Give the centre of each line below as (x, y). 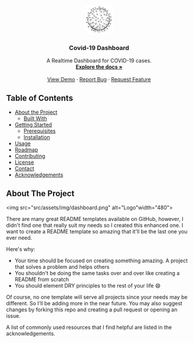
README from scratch (42, 279)
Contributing (30, 156)
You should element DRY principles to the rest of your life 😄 (88, 285)
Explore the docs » (99, 67)
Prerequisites (40, 131)
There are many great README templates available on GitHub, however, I (95, 219)
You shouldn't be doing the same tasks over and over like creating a (97, 273)
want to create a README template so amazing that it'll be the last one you (97, 231)
